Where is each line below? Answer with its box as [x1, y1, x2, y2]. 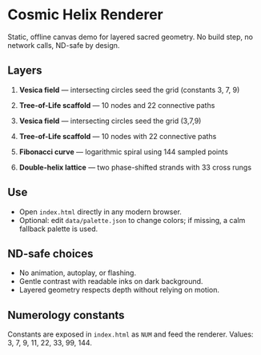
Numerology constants [7, 308, 125, 321]
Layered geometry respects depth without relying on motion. [18, 285, 220, 295]
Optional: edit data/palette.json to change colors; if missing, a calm [18, 215, 246, 225]
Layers [7, 64, 42, 78]
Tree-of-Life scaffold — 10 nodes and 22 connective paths [18, 100, 215, 110]
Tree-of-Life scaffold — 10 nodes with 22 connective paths [18, 131, 217, 141]
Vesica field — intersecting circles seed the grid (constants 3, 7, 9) [18, 85, 240, 94]
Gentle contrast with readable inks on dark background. [18, 277, 203, 286]
